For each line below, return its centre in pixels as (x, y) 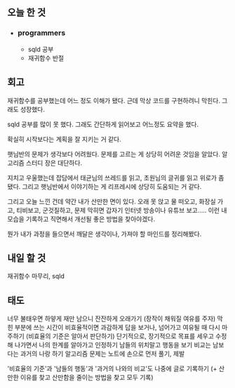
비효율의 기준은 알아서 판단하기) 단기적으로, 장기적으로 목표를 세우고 (121, 336)
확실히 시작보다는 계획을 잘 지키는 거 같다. (64, 139)
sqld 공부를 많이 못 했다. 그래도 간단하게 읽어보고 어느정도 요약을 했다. (103, 124)
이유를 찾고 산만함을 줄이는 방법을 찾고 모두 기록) (87, 377)
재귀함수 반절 (46, 58)
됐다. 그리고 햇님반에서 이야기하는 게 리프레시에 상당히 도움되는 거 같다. (105, 186)
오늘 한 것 (27, 13)
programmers (41, 33)
